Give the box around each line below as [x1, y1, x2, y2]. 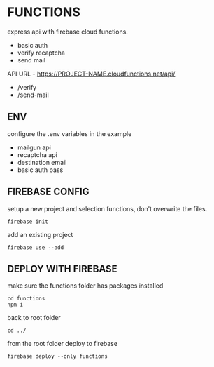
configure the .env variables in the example [7, 129, 132, 138]
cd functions [7, 295, 45, 302]
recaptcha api [17, 150, 57, 159]
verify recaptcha [17, 48, 65, 57]
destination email [17, 158, 67, 166]
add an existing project [7, 230, 73, 239]
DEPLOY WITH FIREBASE [7, 262, 117, 274]
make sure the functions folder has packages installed [7, 281, 164, 290]
